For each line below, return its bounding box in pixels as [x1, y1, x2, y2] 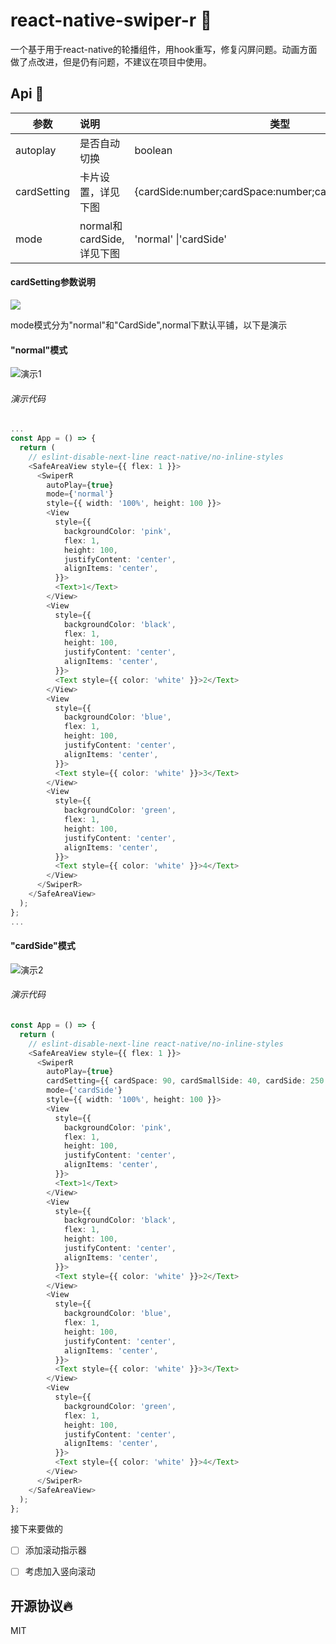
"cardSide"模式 [10, 940, 76, 952]
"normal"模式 [10, 344, 68, 356]
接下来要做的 [10, 1523, 63, 1535]
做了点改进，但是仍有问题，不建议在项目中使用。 [10, 55, 212, 68]
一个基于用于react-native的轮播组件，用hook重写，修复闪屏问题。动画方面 [10, 43, 318, 55]
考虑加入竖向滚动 [24, 1565, 96, 1578]
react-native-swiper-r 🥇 [10, 9, 213, 32]
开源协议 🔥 [10, 1597, 73, 1614]
